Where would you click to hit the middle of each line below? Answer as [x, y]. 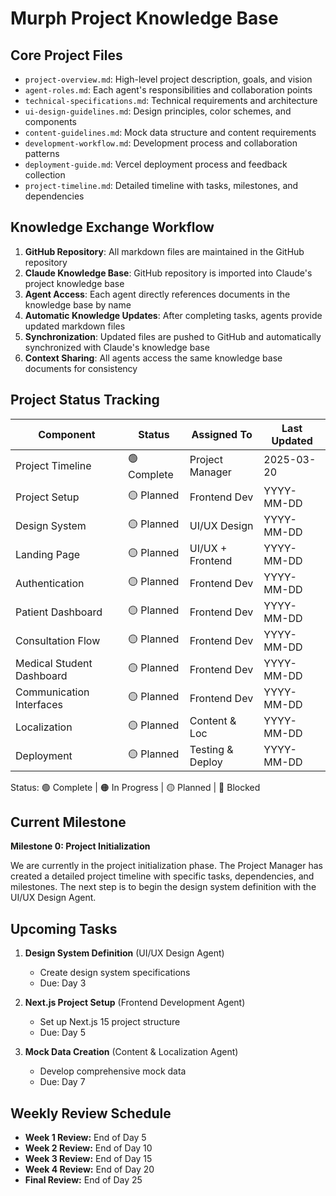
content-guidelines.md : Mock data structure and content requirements [170, 132]
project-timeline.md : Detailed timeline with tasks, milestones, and [161, 185]
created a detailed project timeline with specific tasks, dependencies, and [162, 876]
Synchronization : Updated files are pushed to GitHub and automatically [173, 336]
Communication [52, 692]
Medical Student [54, 663]
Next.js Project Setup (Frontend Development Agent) [135, 1003]
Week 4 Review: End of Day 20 [89, 1169]
